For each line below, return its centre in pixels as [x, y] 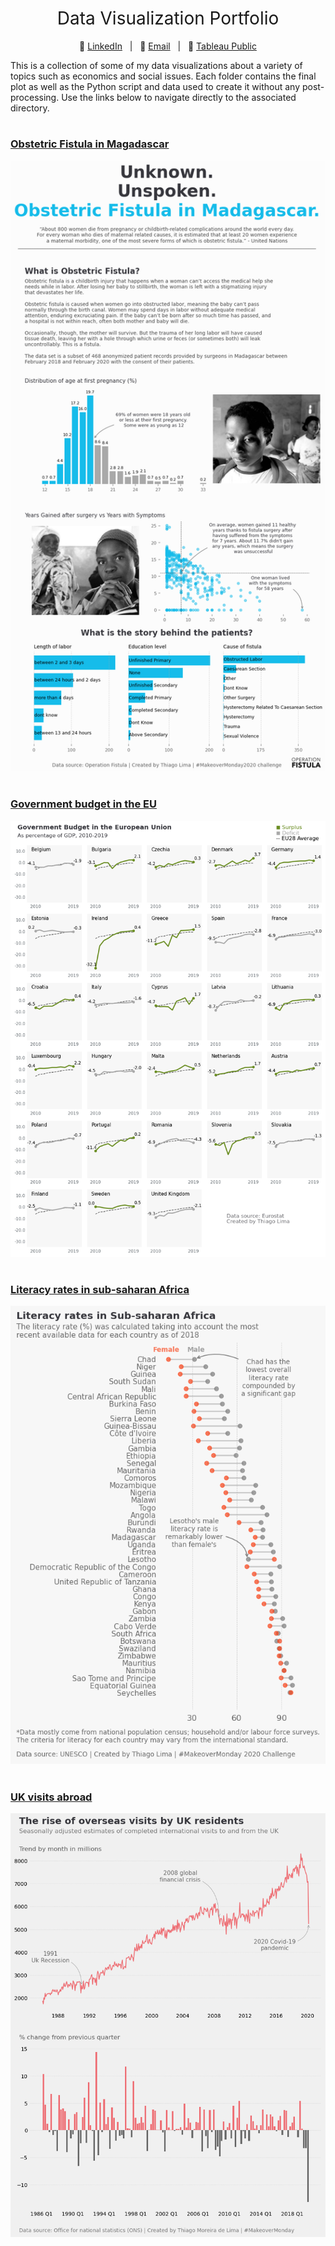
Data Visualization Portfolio [168, 18]
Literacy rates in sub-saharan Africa [100, 1290]
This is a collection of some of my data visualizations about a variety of [156, 65]
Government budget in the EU [83, 804]
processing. [35, 97]
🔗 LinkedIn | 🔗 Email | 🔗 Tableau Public [168, 46]
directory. [30, 108]
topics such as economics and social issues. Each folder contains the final [163, 76]
